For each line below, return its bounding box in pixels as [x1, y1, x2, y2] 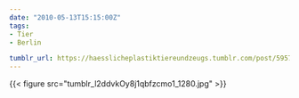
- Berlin [9, 37, 42, 47]
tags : [9, 21, 29, 30]
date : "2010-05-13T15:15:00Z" [9, 12, 122, 22]
